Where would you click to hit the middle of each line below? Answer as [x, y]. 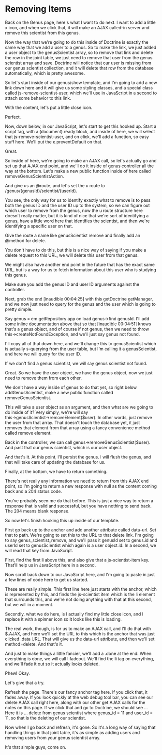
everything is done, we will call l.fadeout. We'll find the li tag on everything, [80, 658]
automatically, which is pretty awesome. [45, 73]
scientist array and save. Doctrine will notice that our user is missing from [78, 63]
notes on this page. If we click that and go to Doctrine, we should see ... [76, 707]
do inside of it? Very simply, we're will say [47, 412]
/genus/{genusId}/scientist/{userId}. [41, 191]
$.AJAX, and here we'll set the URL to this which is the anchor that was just [80, 633]
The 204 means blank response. [37, 511]
